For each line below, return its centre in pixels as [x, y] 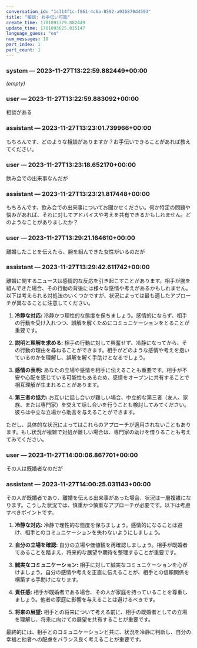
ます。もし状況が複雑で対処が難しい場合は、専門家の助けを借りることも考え [98, 432]
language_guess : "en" [33, 34]
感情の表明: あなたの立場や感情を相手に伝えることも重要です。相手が [98, 370]
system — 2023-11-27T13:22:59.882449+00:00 [77, 70]
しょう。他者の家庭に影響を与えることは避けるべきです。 [89, 600]
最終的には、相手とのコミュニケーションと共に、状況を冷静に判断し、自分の [99, 632]
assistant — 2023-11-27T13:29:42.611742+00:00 [78, 267]
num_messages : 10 [27, 39]
